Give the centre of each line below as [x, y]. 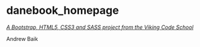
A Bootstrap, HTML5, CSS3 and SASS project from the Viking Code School [100, 27]
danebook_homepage [63, 11]
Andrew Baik [22, 39]
